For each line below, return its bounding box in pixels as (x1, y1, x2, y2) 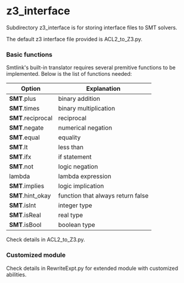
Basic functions (6, 50, 52, 59)
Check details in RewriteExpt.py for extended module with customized (6, 264, 179, 272)
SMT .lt (9, 143, 28, 152)
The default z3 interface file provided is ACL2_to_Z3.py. (6, 35, 143, 42)
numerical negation (58, 124, 113, 132)
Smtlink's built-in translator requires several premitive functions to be (6, 64, 176, 71)
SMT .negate (9, 124, 44, 132)
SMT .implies (9, 182, 45, 190)
